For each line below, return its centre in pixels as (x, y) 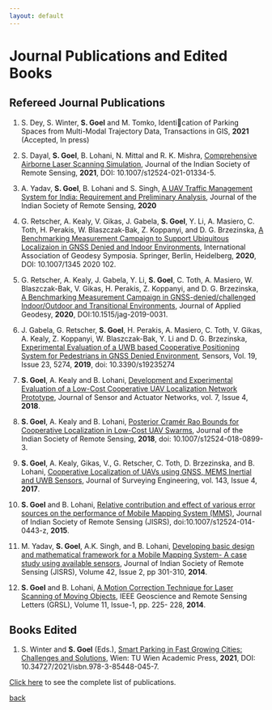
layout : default (36, 16)
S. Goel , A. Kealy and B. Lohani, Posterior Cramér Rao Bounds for (130, 421)
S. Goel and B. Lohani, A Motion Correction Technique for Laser (127, 587)
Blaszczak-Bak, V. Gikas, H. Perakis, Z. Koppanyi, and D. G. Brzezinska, (139, 288)
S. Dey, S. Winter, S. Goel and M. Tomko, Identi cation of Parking (130, 122)
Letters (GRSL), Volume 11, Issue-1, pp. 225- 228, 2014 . (113, 605)
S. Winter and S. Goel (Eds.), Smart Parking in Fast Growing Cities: (132, 649)
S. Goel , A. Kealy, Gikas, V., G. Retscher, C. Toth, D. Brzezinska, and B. (138, 463)
